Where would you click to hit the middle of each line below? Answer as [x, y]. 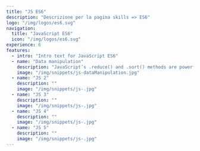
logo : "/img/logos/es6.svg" [41, 23]
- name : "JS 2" [30, 78]
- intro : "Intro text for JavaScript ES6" [65, 56]
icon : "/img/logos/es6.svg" [46, 39]
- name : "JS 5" [30, 128]
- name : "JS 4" [30, 111]
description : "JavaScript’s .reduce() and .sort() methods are [97, 67]
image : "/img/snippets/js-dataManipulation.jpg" [78, 73]
